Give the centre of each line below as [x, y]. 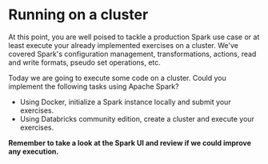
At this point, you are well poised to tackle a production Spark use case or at [134, 37]
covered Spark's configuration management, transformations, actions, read [132, 54]
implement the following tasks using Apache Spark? [94, 86]
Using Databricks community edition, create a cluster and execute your [137, 118]
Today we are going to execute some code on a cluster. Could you [117, 78]
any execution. [34, 151]
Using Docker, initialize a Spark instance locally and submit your [125, 102]
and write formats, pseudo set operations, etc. [85, 62]
